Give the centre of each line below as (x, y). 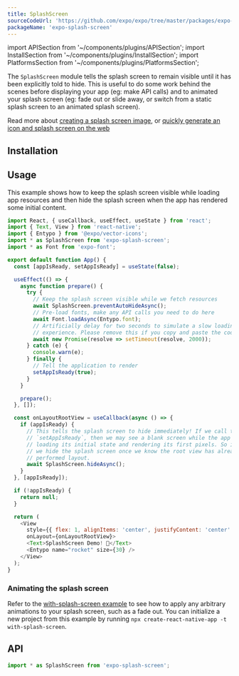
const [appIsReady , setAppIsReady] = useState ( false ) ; (97, 266)
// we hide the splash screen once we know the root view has (120, 451)
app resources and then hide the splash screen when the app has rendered (118, 200)
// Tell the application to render (86, 366)
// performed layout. (58, 458)
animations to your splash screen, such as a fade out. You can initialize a (114, 611)
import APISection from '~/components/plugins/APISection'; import (106, 48)
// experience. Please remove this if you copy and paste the (127, 333)
